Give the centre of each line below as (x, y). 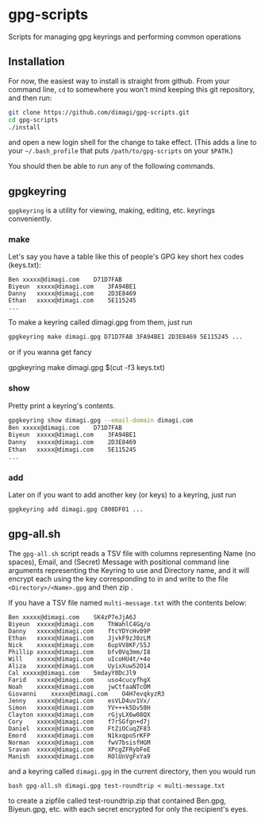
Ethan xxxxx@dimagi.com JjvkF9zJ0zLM (79, 638)
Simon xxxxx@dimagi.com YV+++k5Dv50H (79, 707)
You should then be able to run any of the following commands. (112, 166)
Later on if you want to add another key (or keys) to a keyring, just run (122, 495)
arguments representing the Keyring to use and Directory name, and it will (129, 570)
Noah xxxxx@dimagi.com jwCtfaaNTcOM (79, 687)
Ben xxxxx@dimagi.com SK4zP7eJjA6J (72, 617)
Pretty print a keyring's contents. (62, 405)
